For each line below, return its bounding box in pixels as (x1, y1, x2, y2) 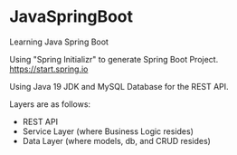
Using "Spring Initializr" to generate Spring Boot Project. (9, 53, 219, 64)
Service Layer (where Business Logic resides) (22, 125, 194, 137)
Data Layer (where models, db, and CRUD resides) (22, 135, 211, 146)
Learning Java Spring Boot (9, 36, 109, 47)
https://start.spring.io (9, 63, 89, 74)
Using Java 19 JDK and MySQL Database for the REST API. (9, 81, 229, 92)
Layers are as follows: (9, 98, 91, 110)
